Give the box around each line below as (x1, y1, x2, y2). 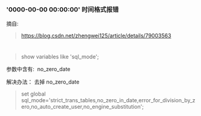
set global (21, 90, 46, 97)
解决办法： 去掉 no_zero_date (6, 78, 80, 85)
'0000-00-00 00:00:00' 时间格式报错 (6, 5, 119, 13)
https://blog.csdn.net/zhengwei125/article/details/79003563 (21, 32, 171, 40)
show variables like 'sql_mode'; (21, 53, 100, 61)
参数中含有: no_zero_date (6, 66, 71, 73)
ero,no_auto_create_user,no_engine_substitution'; (21, 103, 144, 111)
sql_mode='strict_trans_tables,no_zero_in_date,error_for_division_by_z (21, 97, 196, 104)
